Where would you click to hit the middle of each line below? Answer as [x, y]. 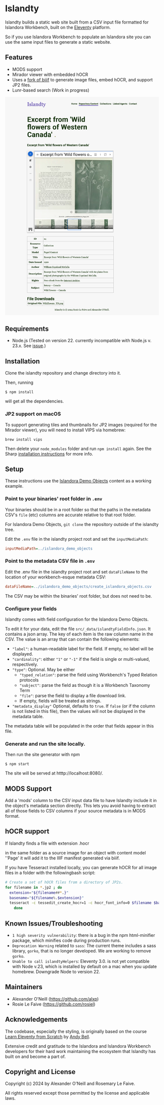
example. [14, 486]
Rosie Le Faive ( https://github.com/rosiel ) [54, 1004]
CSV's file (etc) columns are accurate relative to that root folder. [71, 515]
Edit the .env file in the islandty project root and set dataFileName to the [76, 572]
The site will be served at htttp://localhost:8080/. [54, 773]
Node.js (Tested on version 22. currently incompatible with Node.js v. [82, 341]
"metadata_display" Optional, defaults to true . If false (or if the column [83, 706]
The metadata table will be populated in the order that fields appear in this [80, 726]
